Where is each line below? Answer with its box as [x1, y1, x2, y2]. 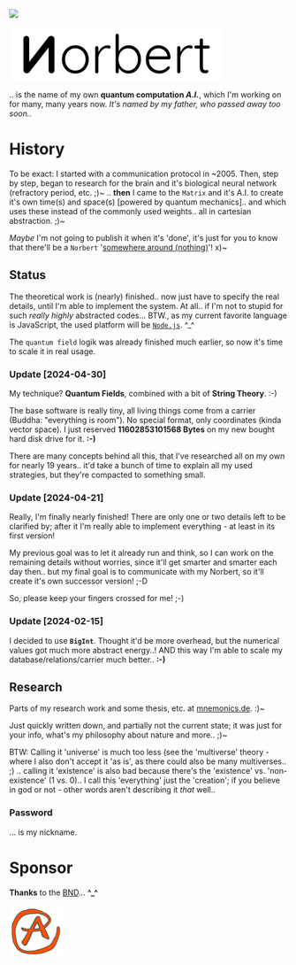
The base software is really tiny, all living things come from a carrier [9, 405, 256, 416]
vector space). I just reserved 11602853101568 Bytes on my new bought [9, 424, 276, 435]
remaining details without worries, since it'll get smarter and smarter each [9, 557, 277, 567]
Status [9, 267, 47, 282]
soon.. [9, 108, 33, 119]
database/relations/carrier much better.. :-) [9, 654, 166, 665]
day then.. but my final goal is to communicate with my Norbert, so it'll [9, 567, 265, 577]
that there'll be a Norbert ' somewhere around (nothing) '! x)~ [9, 242, 228, 252]
